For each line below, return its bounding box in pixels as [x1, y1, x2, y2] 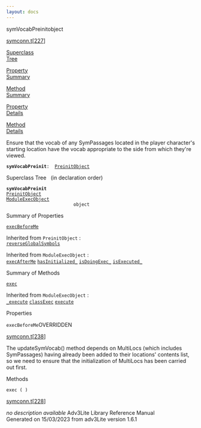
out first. [6, 364, 28, 371]
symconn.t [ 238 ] [6, 332, 46, 340]
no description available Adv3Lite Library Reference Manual [6, 409, 155, 416]
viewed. [6, 152, 26, 159]
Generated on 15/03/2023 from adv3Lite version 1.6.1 [6, 415, 137, 423]
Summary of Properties [6, 212, 64, 219]
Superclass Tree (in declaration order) [6, 174, 103, 181]
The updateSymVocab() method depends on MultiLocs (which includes [6, 344, 182, 352]
